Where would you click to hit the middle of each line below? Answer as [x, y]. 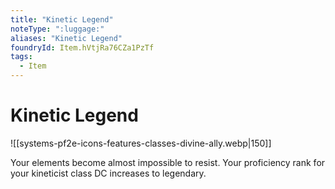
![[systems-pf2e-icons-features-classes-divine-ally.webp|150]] [141, 143]
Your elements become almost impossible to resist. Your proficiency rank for [168, 162]
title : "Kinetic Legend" [62, 19]
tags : [21, 57]
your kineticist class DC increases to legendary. [108, 173]
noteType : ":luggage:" [57, 29]
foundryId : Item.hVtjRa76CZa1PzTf [82, 47]
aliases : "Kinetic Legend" [66, 38]
